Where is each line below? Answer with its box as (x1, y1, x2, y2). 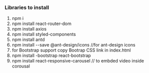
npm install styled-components (11, 31, 76, 37)
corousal (11, 63, 30, 69)
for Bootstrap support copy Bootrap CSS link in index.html (11, 47, 131, 53)
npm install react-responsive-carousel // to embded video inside (11, 58, 145, 64)
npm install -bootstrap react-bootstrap (11, 52, 91, 58)
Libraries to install (4, 4, 49, 11)
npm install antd (11, 36, 45, 42)
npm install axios (11, 26, 47, 32)
